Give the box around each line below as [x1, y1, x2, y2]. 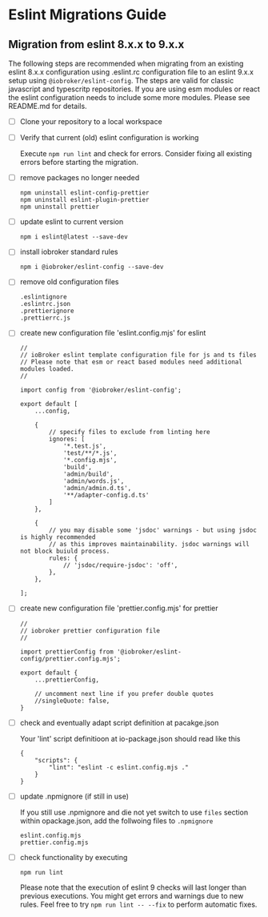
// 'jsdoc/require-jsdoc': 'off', [62, 561, 178, 569]
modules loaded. [19, 365, 74, 373]
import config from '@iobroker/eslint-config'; [19, 386, 182, 394]
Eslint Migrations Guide [8, 6, 166, 24]
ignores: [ [49, 435, 86, 444]
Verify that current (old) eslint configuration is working [19, 133, 199, 143]
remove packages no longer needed [19, 173, 140, 183]
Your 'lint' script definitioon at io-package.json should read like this [19, 734, 242, 743]
